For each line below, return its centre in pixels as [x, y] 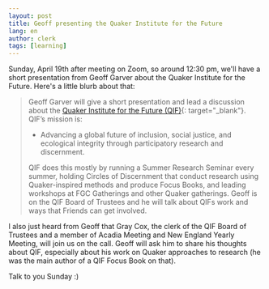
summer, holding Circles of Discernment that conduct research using [143, 176]
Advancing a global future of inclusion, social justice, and [136, 135]
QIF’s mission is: [55, 119]
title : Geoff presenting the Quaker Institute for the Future [115, 23]
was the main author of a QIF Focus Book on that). [92, 261]
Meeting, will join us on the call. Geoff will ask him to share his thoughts [128, 244]
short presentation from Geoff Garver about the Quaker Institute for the [127, 78]
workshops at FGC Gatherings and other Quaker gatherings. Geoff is [143, 193]
